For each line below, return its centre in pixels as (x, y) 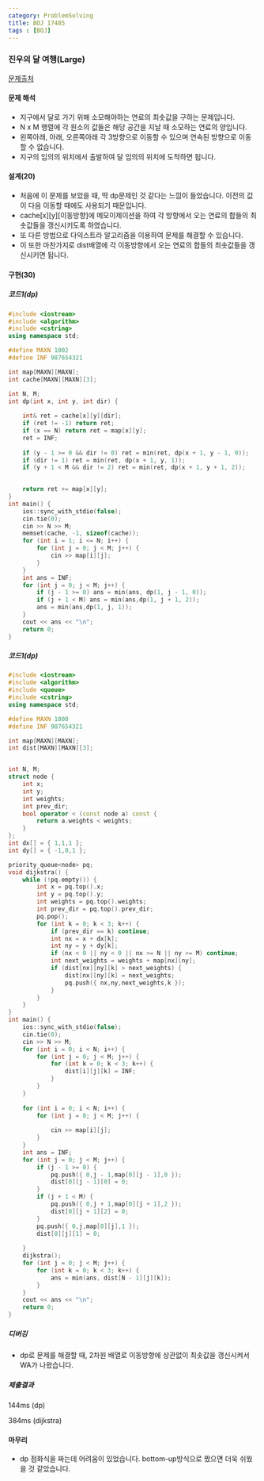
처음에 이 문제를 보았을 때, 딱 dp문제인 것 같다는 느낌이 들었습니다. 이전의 (132, 196)
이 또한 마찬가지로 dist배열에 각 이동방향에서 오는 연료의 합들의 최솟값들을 (133, 245)
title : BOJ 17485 (37, 23)
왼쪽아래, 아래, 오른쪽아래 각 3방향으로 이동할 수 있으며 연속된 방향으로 (128, 136)
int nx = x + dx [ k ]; (84, 938)
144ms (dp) (27, 1406)
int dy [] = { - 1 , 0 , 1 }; (47, 850)
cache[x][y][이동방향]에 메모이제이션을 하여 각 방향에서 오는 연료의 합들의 (134, 216)
